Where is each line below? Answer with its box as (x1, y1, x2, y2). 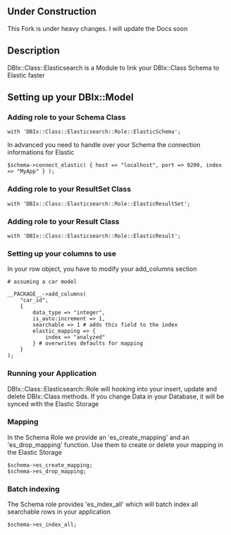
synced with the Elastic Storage (7, 399, 99, 408)
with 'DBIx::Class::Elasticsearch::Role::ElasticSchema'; (7, 128, 181, 136)
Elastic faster (7, 70, 46, 80)
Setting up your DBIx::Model (7, 92, 134, 103)
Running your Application (7, 369, 97, 379)
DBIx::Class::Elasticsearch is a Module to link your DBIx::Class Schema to (7, 63, 220, 72)
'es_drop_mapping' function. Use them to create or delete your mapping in (7, 440, 224, 449)
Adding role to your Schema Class (7, 112, 126, 122)
